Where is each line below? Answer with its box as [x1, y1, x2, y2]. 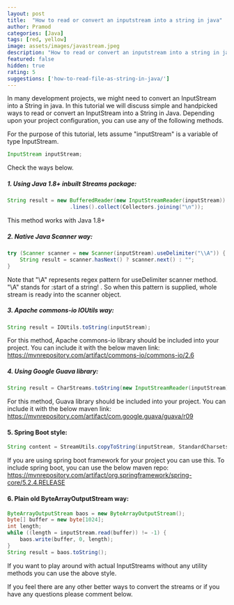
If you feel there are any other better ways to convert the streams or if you [7, 582, 220, 590]
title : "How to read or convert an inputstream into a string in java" [7, 17, 223, 24]
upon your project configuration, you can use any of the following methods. [7, 117, 224, 125]
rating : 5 [7, 68, 36, 75]
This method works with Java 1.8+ [7, 216, 106, 224]
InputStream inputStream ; [7, 151, 82, 158]
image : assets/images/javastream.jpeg [7, 43, 120, 50]
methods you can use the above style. [7, 569, 117, 577]
